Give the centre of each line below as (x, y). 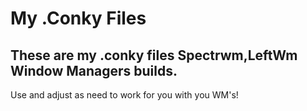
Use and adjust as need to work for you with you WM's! (124, 95)
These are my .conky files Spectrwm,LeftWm (154, 55)
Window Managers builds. (94, 70)
